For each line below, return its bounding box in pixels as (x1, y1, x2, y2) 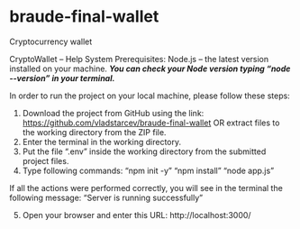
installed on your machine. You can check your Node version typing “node (9, 63, 291, 74)
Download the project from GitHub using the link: (22, 107, 205, 118)
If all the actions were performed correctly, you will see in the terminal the (9, 182, 284, 193)
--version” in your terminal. (9, 72, 115, 83)
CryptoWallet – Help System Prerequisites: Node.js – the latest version (9, 53, 269, 64)
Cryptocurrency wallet (9, 36, 93, 47)
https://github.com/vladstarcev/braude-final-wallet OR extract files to (22, 117, 280, 128)
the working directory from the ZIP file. (22, 126, 167, 137)
